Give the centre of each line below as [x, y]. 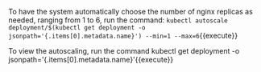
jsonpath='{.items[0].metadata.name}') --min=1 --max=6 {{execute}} [123, 36]
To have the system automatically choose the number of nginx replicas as [131, 12]
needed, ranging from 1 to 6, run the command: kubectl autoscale [118, 20]
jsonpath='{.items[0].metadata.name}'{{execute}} [91, 60]
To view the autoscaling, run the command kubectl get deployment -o [124, 51]
